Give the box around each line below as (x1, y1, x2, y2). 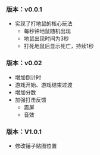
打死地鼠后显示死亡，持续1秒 (23, 42, 94, 50)
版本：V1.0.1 (6, 127, 42, 136)
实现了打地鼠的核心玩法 (14, 20, 73, 28)
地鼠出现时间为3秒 (23, 35, 70, 42)
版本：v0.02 (6, 59, 42, 67)
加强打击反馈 (14, 96, 46, 103)
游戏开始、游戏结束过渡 (14, 81, 73, 88)
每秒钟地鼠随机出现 (23, 28, 71, 35)
